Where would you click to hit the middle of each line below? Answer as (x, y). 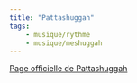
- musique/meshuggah (64, 43)
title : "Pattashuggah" (52, 18)
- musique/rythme (58, 34)
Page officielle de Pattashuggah (68, 69)
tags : (19, 26)
